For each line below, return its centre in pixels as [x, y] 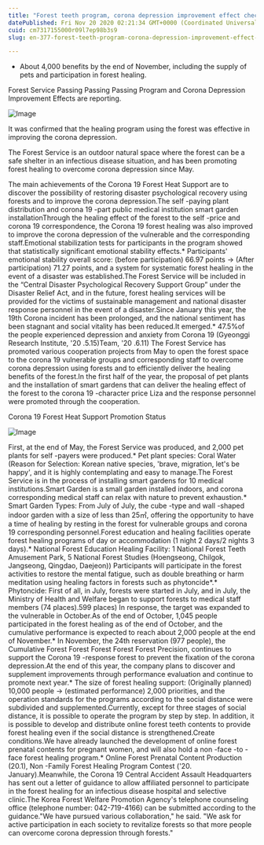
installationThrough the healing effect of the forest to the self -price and [125, 218]
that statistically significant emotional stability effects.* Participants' [118, 252]
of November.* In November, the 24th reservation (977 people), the [117, 641]
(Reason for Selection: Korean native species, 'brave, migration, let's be [124, 464]
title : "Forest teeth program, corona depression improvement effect [125, 15]
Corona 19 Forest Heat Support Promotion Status [87, 417]
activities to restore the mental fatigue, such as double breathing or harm [126, 574]
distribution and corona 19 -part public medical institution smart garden [123, 210]
